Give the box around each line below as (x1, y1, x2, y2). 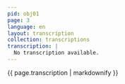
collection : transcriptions (7, 36, 90, 43)
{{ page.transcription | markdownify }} (7, 68, 119, 77)
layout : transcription (7, 29, 74, 37)
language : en (7, 23, 46, 30)
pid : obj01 (7, 10, 40, 17)
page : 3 (7, 17, 30, 24)
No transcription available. (13, 50, 100, 57)
